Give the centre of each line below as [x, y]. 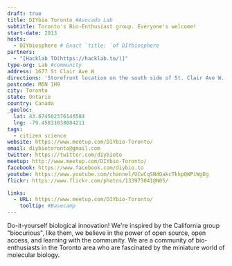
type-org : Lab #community [44, 65]
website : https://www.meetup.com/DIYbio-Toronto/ [80, 142]
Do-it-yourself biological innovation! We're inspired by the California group [114, 226]
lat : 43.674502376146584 [49, 116]
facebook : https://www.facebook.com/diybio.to [75, 168]
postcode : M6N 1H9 [34, 84]
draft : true [24, 13]
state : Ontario [29, 97]
